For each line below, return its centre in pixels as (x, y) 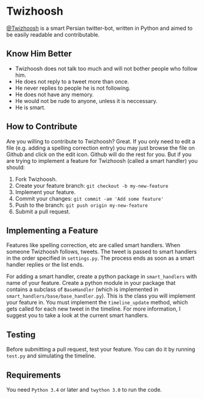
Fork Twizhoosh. (36, 179)
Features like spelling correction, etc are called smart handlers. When (93, 245)
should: (16, 167)
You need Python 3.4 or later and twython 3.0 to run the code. (84, 390)
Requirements (33, 375)
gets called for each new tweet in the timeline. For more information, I (93, 309)
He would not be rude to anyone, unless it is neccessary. (86, 101)
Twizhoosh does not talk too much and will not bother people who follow (106, 68)
